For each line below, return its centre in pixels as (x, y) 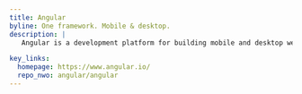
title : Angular (38, 17)
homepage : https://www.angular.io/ (84, 67)
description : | (38, 34)
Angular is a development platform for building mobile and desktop (152, 43)
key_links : (30, 59)
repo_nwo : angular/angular (68, 76)
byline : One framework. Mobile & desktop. (90, 26)
